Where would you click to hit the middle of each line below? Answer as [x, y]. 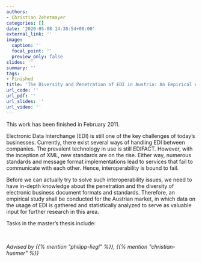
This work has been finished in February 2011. [63, 124]
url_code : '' [23, 90]
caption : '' [27, 46]
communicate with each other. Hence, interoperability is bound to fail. [93, 168]
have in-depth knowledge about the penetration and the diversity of [90, 186]
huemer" [17, 253]
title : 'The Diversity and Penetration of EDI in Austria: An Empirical [99, 85]
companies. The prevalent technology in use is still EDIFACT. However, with [99, 149]
